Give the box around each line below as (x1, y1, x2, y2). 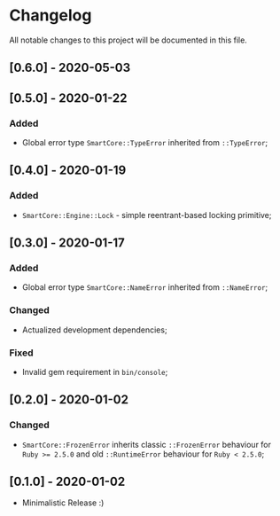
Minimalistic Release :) (21, 497, 105, 508)
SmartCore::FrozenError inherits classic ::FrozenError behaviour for (21, 439, 272, 450)
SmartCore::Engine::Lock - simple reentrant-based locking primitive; (21, 209, 272, 220)
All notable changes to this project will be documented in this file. (9, 35, 248, 45)
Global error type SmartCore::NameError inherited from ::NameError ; (21, 282, 268, 293)
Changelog (9, 5, 92, 26)
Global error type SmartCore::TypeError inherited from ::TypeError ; (21, 137, 268, 148)
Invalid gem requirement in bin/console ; (21, 366, 168, 377)
